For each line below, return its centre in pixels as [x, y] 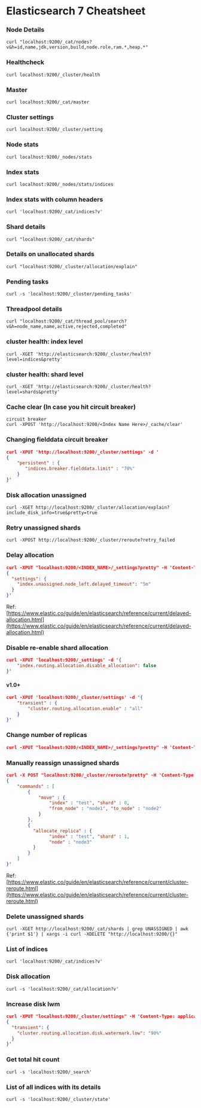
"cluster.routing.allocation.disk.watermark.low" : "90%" [89, 1033]
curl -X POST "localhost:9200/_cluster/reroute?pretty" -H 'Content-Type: [101, 775]
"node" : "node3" [71, 842]
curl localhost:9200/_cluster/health [53, 75]
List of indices [27, 949]
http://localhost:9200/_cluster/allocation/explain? [103, 508]
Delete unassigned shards [45, 917]
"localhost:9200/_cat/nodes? [56, 42]
